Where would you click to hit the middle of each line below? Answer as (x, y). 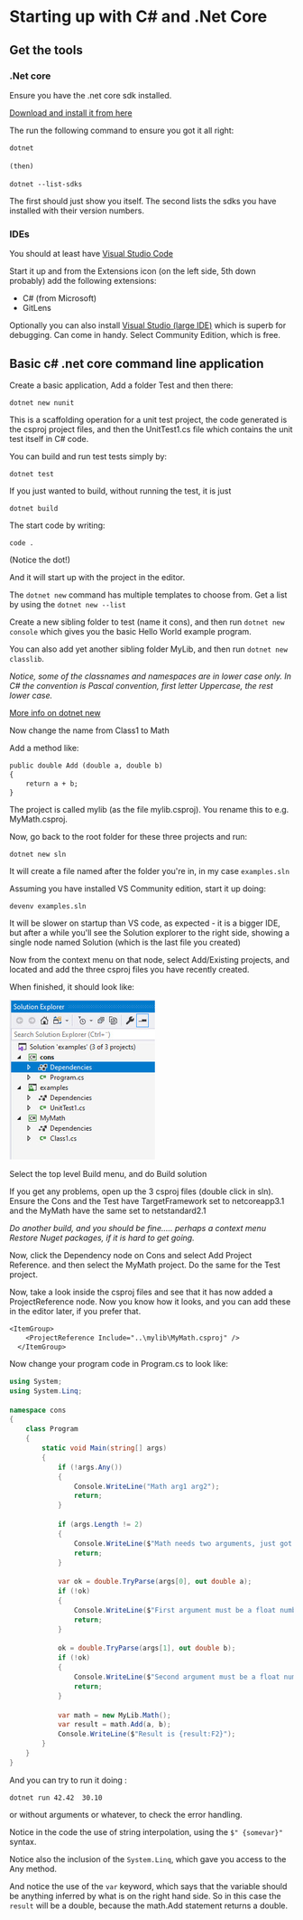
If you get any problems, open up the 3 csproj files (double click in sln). (142, 1191)
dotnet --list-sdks (46, 184)
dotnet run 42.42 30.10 (56, 1798)
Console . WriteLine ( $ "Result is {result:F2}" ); (147, 1734)
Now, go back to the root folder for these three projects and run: (129, 836)
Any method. (33, 1868)
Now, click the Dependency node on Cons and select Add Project (131, 1255)
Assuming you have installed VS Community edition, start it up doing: (138, 889)
